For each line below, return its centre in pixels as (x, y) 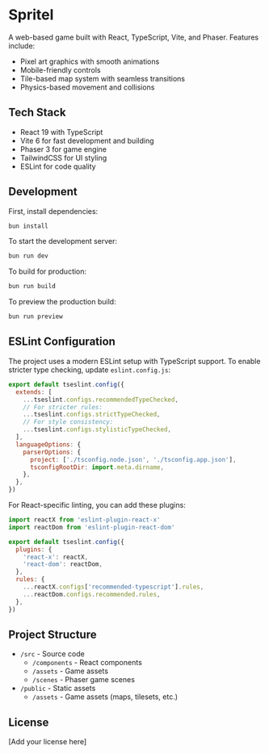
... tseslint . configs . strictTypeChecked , (92, 415)
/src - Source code (52, 654)
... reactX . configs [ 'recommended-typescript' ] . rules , (113, 587)
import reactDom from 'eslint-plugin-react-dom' (92, 527)
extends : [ (34, 392)
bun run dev (28, 256)
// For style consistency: (68, 422)
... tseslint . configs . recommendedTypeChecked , (101, 400)
